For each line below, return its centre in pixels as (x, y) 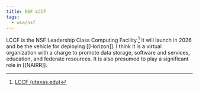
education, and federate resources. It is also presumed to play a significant (97, 59)
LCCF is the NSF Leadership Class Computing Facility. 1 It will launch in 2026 (99, 40)
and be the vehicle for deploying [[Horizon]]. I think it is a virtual (84, 46)
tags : (13, 17)
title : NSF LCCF (26, 11)
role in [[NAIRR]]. (27, 65)
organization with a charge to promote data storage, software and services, (98, 53)
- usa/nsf (23, 22)
